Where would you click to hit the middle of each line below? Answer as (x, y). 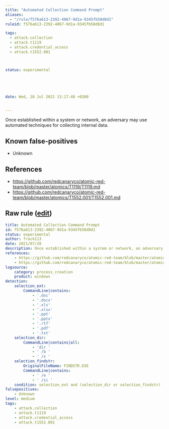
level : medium (20, 399)
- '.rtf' (41, 324)
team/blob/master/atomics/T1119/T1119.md (56, 187)
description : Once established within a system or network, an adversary (84, 249)
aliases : (14, 15)
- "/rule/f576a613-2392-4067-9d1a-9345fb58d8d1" (62, 19)
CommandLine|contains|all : (52, 342)
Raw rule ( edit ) (29, 213)
